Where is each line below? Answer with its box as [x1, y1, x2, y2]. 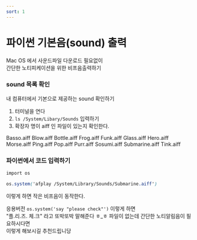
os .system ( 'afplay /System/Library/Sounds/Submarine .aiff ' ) [6, 181, 158, 187]
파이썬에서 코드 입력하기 [6, 156, 71, 165]
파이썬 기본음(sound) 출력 [6, 36, 127, 49]
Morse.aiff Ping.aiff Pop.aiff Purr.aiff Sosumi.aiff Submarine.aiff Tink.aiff [6, 140, 181, 148]
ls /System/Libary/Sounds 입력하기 [14, 115, 99, 122]
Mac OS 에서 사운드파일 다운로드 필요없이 [6, 57, 104, 64]
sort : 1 [6, 8, 25, 15]
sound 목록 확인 [6, 81, 50, 89]
